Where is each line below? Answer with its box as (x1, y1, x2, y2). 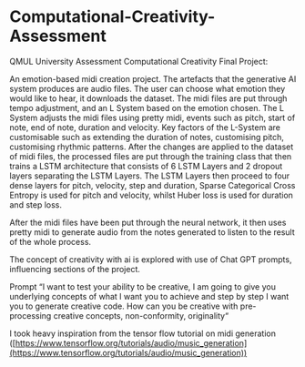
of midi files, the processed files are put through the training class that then (9, 150, 292, 161)
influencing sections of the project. (9, 263, 141, 274)
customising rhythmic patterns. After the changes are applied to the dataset (9, 141, 294, 152)
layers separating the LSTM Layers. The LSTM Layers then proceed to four (9, 170, 290, 181)
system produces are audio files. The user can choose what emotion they (9, 83, 286, 94)
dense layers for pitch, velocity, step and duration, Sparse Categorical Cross (9, 179, 296, 190)
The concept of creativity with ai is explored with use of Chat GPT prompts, (9, 253, 292, 265)
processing (9, 310, 52, 321)
